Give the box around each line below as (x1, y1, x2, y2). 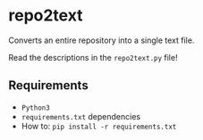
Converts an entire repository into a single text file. (8, 35, 195, 45)
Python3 (21, 103, 50, 112)
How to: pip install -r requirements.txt (21, 120, 177, 131)
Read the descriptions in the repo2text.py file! (8, 52, 178, 62)
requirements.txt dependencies (21, 111, 140, 121)
